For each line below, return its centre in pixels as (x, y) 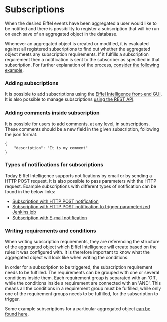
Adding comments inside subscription (52, 113)
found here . (17, 314)
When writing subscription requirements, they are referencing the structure (82, 242)
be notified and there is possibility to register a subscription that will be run (82, 28)
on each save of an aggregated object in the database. (61, 34)
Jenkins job (24, 212)
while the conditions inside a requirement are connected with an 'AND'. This (83, 283)
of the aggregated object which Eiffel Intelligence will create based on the (81, 247)
